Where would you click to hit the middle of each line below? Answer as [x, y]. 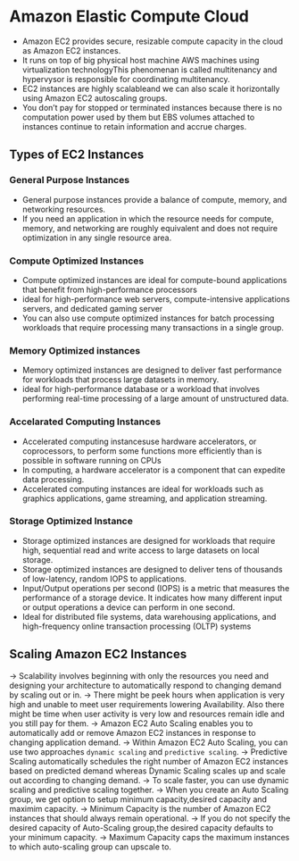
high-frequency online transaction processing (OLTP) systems [137, 626]
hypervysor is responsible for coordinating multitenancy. [126, 79]
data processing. [53, 479]
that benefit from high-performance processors [110, 289]
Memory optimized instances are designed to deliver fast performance [152, 370]
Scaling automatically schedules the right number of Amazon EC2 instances [149, 761]
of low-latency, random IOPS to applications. [104, 579]
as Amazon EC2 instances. [71, 50]
